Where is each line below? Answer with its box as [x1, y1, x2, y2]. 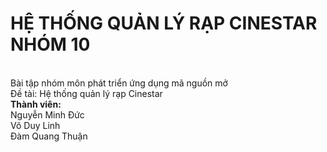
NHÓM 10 [10, 33, 91, 56]
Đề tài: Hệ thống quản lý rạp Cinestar [10, 87, 163, 99]
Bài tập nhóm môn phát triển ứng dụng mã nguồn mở [10, 77, 228, 89]
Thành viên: [10, 98, 62, 110]
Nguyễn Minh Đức [10, 108, 85, 121]
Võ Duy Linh [10, 119, 61, 131]
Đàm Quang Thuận [10, 130, 88, 142]
